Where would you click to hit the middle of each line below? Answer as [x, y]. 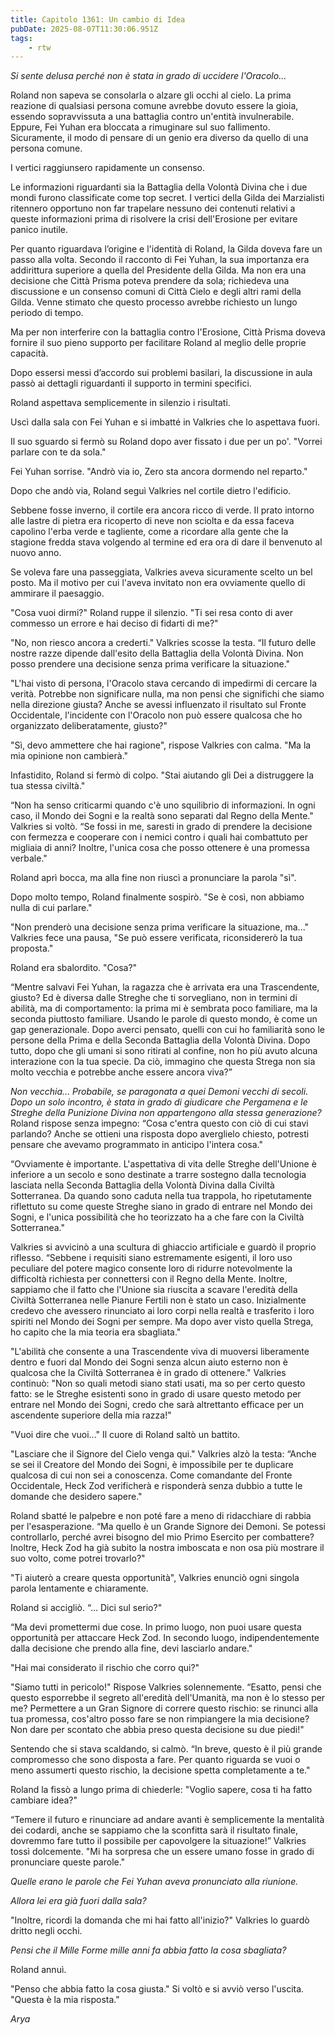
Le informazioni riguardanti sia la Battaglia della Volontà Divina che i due [159, 187]
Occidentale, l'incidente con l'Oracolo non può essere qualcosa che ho [156, 715]
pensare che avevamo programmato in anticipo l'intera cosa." [137, 1145]
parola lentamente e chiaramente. [79, 1588]
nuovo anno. [36, 553]
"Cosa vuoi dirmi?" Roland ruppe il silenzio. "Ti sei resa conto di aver [151, 613]
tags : [21, 38]
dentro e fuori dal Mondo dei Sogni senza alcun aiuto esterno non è [149, 1362]
